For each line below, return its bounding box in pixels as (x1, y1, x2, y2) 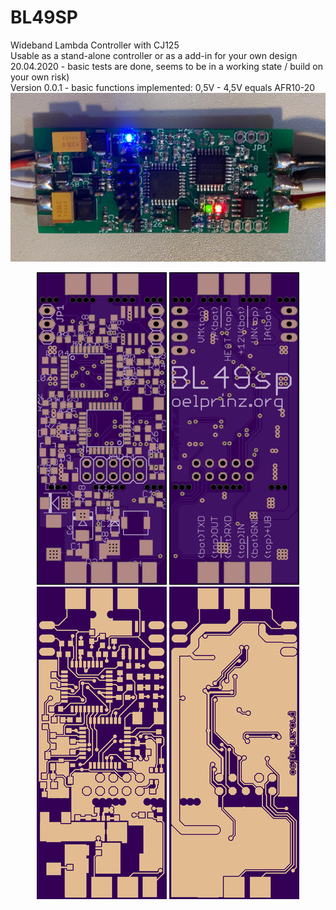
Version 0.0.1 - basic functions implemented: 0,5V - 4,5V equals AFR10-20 (10, 81, 316, 93)
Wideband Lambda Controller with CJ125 (10, 39, 180, 51)
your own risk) (10, 71, 70, 83)
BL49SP (10, 6, 78, 29)
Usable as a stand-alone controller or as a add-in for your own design (10, 49, 298, 61)
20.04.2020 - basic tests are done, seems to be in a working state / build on (10, 60, 323, 72)
